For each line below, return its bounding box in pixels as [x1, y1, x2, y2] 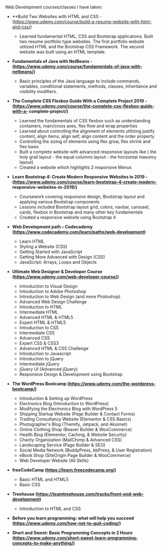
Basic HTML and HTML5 [19, 476, 69, 482]
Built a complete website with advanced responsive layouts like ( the [19, 149, 157, 155]
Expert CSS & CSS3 [19, 340, 59, 346]
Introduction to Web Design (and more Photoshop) [19, 294, 121, 299]
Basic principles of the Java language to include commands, [19, 78, 141, 84]
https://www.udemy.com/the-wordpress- [69, 381, 156, 387]
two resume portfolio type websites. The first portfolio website [19, 39, 144, 44]
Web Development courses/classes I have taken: [5, 4, 103, 10]
